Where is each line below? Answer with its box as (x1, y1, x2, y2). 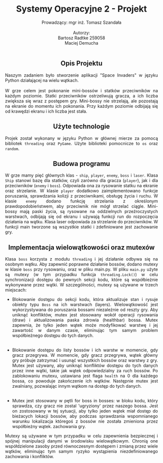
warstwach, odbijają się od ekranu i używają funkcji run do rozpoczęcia (5, 214, 158, 219)
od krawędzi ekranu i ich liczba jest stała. (5, 108, 87, 114)
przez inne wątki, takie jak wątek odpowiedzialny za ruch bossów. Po (12, 368, 158, 374)
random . (5, 146, 19, 151)
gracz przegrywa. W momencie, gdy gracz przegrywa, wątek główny (12, 352, 158, 358)
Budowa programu (53, 159, 110, 168)
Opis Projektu (60, 59, 103, 67)
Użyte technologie (53, 122, 110, 131)
